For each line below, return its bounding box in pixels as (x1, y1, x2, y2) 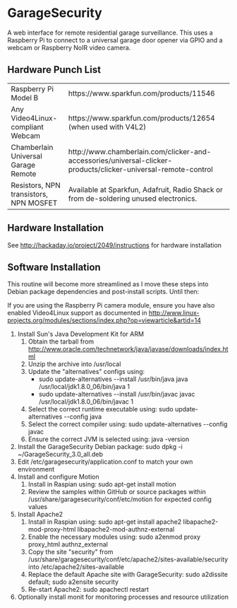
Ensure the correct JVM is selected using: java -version (28, 435, 190, 443)
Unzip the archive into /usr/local (28, 360, 121, 368)
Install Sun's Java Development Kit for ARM (17, 330, 145, 339)
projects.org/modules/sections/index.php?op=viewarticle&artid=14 (7, 316, 202, 325)
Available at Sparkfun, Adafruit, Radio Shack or (68, 185, 224, 194)
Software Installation (7, 261, 101, 273)
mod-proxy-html (28, 525, 76, 534)
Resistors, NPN (11, 180, 61, 190)
